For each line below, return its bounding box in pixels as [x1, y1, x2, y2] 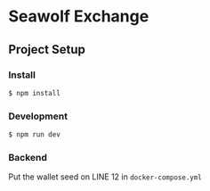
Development [8, 110, 69, 122]
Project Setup [8, 42, 86, 57]
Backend [8, 151, 48, 163]
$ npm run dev [8, 130, 61, 139]
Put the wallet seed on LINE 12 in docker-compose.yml [8, 171, 202, 182]
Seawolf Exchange [8, 6, 149, 27]
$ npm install [8, 88, 61, 97]
